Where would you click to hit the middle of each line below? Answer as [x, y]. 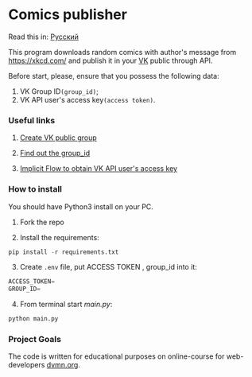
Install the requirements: [59, 237]
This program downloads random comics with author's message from [122, 52]
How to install [35, 189]
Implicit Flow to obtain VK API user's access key [98, 169]
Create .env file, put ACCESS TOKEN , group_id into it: [108, 267]
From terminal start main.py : [66, 305]
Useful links [32, 120]
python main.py [33, 319]
